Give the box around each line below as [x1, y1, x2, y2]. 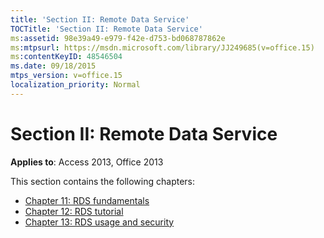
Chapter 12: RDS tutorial [24, 205, 124, 217]
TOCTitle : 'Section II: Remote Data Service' [10, 24, 203, 34]
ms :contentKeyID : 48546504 [10, 52, 123, 62]
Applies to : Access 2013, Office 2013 [10, 156, 164, 168]
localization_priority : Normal [10, 80, 141, 90]
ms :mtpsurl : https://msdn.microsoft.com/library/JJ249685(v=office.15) [10, 42, 315, 53]
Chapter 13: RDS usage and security [24, 216, 175, 228]
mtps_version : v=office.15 [10, 71, 123, 81]
